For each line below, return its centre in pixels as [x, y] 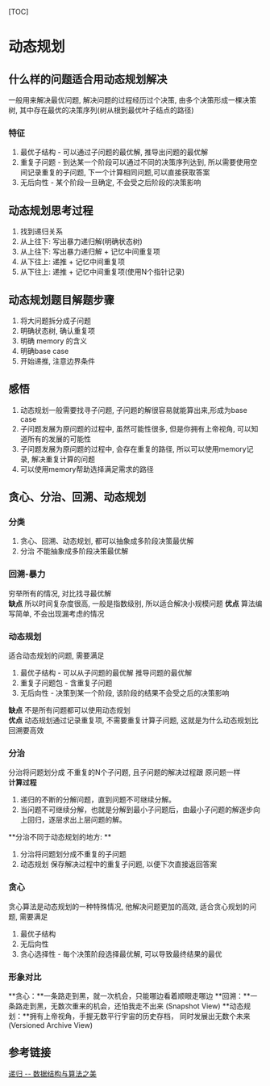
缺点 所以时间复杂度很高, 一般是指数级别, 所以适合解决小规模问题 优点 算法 [132, 603]
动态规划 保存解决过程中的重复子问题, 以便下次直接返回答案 [118, 865]
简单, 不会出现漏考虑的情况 [60, 613]
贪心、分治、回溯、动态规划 [77, 497]
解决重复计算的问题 [63, 459]
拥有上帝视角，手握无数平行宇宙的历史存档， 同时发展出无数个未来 [140, 1016]
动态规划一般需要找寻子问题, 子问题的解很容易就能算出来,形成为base [133, 410]
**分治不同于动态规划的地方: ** [60, 837]
